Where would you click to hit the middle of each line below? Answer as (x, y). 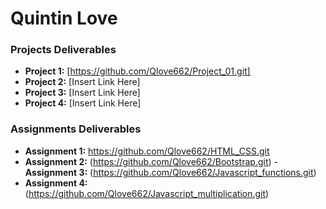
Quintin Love (64, 18)
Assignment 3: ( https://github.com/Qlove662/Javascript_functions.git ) (170, 172)
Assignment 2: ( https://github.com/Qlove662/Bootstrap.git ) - (151, 161)
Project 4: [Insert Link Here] (83, 103)
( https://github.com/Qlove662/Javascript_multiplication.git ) (147, 193)
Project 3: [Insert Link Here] (82, 93)
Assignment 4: (56, 183)
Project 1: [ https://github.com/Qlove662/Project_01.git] (137, 71)
